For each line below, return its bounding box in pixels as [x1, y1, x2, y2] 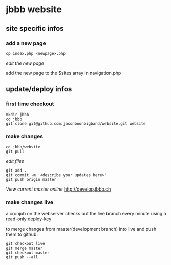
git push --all [6, 255, 38, 260]
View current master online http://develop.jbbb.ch [6, 186, 111, 192]
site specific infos [6, 24, 64, 33]
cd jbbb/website [6, 144, 40, 149]
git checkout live [6, 241, 45, 247]
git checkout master [6, 250, 50, 255]
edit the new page [6, 60, 44, 66]
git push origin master [6, 177, 57, 182]
